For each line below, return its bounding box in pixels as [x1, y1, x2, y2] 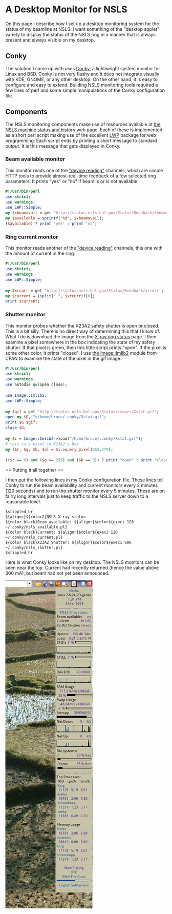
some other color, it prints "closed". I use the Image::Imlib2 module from [5, 350, 157, 356]
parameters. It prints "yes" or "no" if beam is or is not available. [5, 178, 139, 184]
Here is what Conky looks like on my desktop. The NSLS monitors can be [5, 559, 160, 565]
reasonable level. [5, 499, 41, 505]
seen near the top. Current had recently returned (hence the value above [5, 565, 159, 571]
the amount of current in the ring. [5, 250, 76, 257]
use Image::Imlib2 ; [5, 393, 47, 398]
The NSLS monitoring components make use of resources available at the [5, 121, 161, 127]
